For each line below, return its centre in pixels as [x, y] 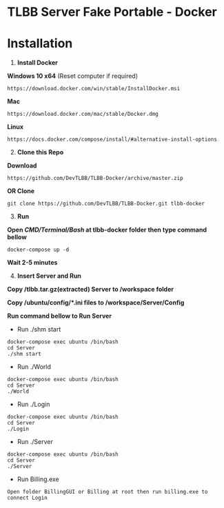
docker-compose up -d [38, 250]
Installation [40, 44]
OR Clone [21, 191]
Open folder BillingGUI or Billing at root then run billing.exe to [108, 492]
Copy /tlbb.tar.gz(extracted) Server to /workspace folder [91, 289]
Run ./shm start [39, 329]
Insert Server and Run [49, 276]
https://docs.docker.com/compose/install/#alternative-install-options [112, 140]
